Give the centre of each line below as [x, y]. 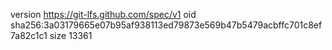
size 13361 [71, 35]
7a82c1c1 [29, 35]
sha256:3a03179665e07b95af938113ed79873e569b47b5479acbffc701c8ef [166, 25]
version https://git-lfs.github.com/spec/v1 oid [103, 14]
